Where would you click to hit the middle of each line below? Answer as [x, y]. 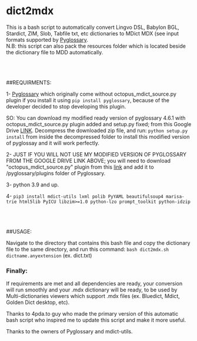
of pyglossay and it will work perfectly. [53, 143]
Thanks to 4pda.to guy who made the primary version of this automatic [92, 314]
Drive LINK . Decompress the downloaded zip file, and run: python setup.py [97, 130]
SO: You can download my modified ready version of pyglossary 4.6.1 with [96, 118]
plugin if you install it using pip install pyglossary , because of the [88, 100]
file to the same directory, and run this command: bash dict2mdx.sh [88, 249]
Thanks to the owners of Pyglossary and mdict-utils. [69, 332]
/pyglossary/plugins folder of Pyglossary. [56, 173]
